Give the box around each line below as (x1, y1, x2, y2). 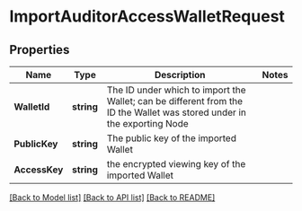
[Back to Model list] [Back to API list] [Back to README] (9, 192, 216, 203)
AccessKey (13, 163, 64, 176)
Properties (9, 42, 70, 57)
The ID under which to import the (106, 84, 246, 96)
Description (154, 69, 206, 81)
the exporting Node (106, 118, 189, 129)
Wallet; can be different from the (106, 95, 244, 107)
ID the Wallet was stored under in (106, 106, 247, 119)
